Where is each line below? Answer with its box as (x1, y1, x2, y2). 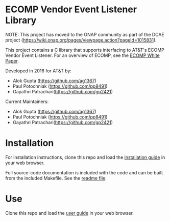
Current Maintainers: (5, 98, 49, 105)
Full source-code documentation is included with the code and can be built (5, 169, 163, 175)
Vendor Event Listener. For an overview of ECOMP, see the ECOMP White (5, 52, 160, 58)
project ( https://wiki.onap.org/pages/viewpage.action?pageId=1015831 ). (5, 37, 157, 43)
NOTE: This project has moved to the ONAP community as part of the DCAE (5, 31, 164, 37)
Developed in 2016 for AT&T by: (5, 68, 71, 74)
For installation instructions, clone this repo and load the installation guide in (5, 154, 165, 160)
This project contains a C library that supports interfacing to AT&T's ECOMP (5, 47, 165, 53)
